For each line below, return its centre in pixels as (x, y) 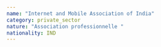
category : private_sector (43, 20)
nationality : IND (31, 33)
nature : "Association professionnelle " (65, 26)
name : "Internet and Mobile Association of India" (80, 13)
